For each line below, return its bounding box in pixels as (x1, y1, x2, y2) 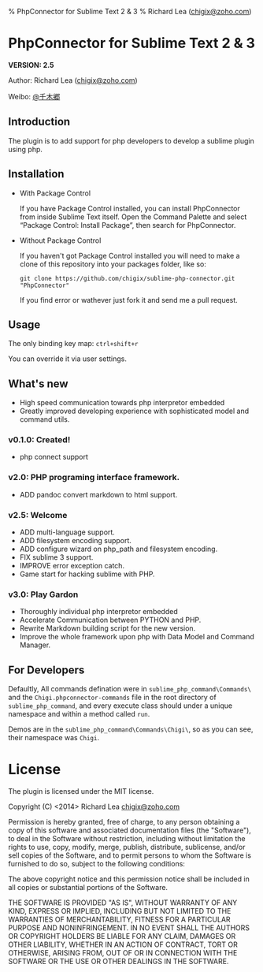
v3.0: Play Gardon (8, 589, 79, 600)
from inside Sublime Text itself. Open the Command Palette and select (19, 212, 247, 222)
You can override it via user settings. (8, 354, 128, 363)
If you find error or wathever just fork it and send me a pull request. (19, 295, 238, 304)
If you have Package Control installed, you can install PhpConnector (19, 203, 240, 213)
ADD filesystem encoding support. (19, 536, 132, 546)
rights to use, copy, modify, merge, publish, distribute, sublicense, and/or (8, 843, 246, 852)
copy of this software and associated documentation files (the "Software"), (8, 825, 252, 835)
